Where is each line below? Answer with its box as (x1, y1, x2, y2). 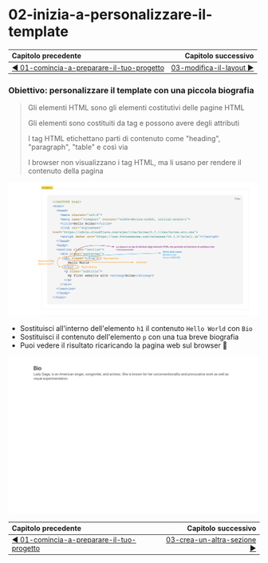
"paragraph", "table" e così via (27, 142, 128, 152)
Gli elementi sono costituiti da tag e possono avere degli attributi (27, 118, 240, 128)
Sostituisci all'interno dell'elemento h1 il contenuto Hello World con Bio (19, 323, 253, 333)
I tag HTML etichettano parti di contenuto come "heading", (27, 134, 221, 144)
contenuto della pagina (27, 166, 104, 176)
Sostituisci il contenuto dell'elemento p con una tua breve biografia (19, 332, 239, 341)
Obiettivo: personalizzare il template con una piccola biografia (8, 85, 254, 96)
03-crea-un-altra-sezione (166, 535, 257, 545)
